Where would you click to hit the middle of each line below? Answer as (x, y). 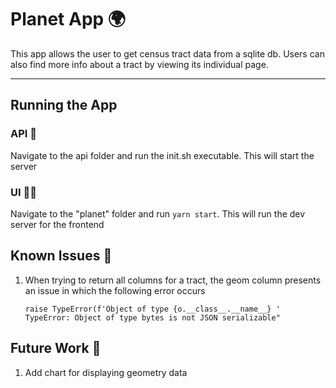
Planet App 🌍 (68, 19)
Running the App (64, 105)
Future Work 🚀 (56, 348)
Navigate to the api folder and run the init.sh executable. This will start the (162, 155)
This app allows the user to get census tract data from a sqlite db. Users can (167, 53)
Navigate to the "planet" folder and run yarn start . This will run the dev (158, 213)
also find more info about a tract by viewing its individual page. (139, 64)
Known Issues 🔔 (61, 256)
